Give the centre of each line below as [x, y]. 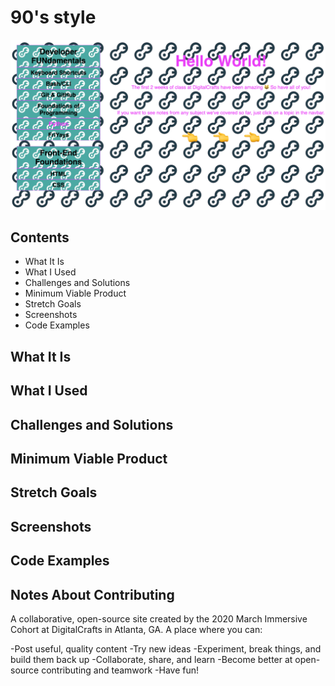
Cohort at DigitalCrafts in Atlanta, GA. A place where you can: [136, 629]
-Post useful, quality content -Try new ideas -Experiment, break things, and [166, 648]
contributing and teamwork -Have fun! [120, 670]
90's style [53, 17]
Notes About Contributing [92, 594]
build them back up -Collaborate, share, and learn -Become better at [151, 659]
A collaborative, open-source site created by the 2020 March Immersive [159, 618]
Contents [40, 237]
